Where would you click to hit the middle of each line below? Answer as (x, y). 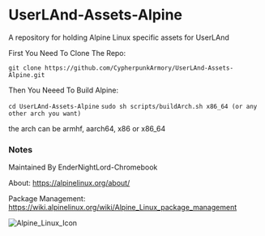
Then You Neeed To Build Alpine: (64, 90)
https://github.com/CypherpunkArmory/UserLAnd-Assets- (139, 68)
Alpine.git (27, 75)
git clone (25, 68)
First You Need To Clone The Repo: (67, 53)
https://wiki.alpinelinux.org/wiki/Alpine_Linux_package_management (123, 208)
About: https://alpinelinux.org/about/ (69, 183)
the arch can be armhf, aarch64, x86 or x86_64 (87, 128)
